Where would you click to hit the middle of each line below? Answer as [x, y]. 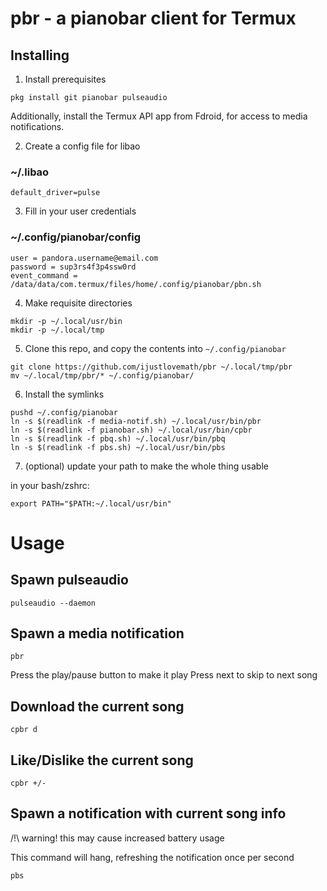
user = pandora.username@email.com [84, 258]
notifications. [37, 126]
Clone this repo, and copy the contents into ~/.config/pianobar [155, 348]
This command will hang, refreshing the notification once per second [152, 857]
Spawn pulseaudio [69, 580]
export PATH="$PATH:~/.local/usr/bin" [91, 503]
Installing [40, 55]
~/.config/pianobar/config [76, 237]
